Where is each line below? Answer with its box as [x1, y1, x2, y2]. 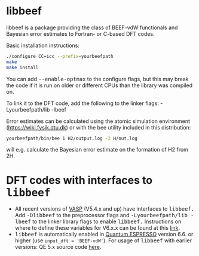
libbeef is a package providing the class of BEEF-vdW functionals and [6, 24, 178, 31]
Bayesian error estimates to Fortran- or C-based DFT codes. [6, 30, 155, 37]
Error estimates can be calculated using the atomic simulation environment [6, 118, 190, 125]
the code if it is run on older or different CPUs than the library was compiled [6, 82, 193, 89]
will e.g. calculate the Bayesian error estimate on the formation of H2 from [6, 146, 188, 153]
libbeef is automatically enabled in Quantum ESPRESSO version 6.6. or [14, 231, 194, 238]
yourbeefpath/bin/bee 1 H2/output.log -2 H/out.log [6, 135, 137, 141]
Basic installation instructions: [6, 42, 79, 49]
